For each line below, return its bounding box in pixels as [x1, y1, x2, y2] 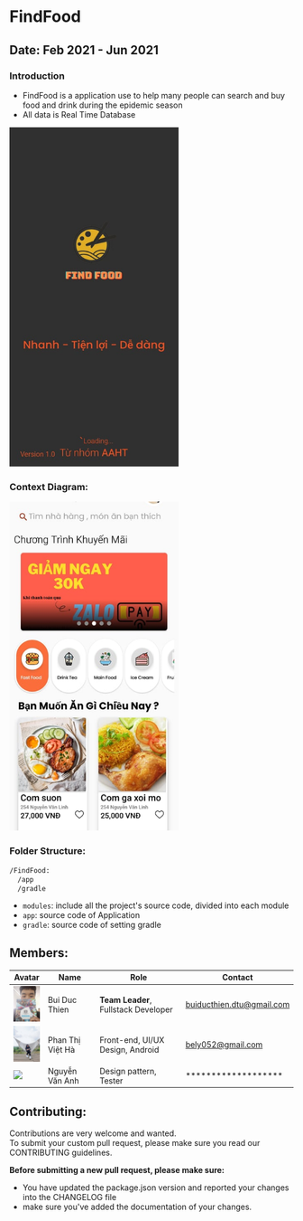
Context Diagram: [9, 480, 88, 493]
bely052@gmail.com [185, 1039, 263, 1050]
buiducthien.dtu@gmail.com [185, 999, 290, 1010]
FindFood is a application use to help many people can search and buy [22, 90, 286, 100]
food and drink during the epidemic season [22, 99, 183, 110]
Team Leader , [98, 994, 152, 1005]
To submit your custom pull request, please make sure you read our [9, 1138, 261, 1149]
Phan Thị [48, 1034, 81, 1046]
